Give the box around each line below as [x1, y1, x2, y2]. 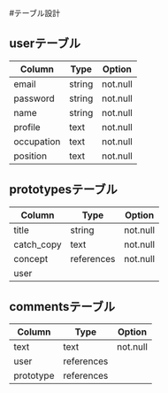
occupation [13, 135, 61, 148]
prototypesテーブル [9, 182, 118, 197]
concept [13, 252, 49, 265]
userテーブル [9, 36, 81, 51]
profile [13, 120, 42, 133]
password [13, 92, 55, 104]
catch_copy [13, 238, 62, 250]
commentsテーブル [9, 299, 116, 314]
